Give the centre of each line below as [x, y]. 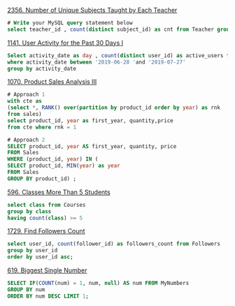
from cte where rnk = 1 [42, 127]
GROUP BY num [26, 289]
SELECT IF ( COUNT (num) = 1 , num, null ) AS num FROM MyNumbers [98, 283]
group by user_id [33, 251]
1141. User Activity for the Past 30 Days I [65, 43]
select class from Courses [47, 205]
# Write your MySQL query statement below [70, 23]
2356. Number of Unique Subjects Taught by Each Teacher [92, 10]
